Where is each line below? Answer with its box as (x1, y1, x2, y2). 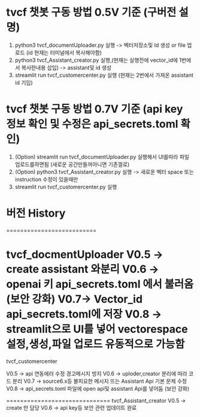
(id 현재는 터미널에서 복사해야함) (26, 49, 102, 56)
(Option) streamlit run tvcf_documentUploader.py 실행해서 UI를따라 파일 (14, 153, 190, 160)
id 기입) (14, 79, 33, 86)
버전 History (6, 206, 66, 220)
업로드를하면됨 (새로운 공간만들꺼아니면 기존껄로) (14, 160, 130, 168)
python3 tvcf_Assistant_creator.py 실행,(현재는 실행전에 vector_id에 (14, 56, 178, 64)
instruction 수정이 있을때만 (14, 175, 78, 183)
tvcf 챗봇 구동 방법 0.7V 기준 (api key (6, 103, 183, 116)
